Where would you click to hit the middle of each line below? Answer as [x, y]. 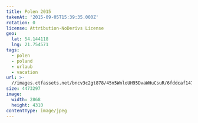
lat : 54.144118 [30, 39]
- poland [22, 61]
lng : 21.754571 [30, 45]
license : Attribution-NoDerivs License [55, 28]
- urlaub [22, 67]
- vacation [25, 72]
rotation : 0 [21, 22]
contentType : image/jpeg [37, 111]
